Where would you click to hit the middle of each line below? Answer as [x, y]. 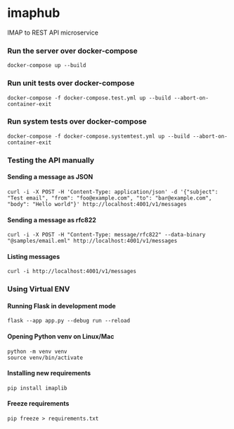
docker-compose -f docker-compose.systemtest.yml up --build [99, 136]
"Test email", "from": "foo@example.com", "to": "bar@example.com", [110, 198]
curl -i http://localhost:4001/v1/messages [72, 272]
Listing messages [34, 256]
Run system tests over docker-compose [77, 121]
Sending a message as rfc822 [52, 219]
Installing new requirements [49, 373]
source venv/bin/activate [45, 358]
